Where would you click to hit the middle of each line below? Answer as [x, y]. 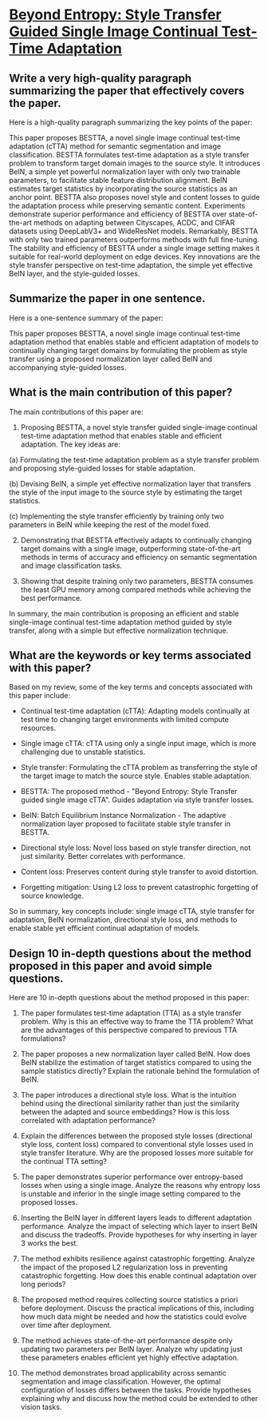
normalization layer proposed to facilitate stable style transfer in [125, 824]
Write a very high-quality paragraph [100, 78]
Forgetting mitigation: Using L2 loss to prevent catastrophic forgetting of [139, 888]
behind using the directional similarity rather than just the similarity [130, 1103]
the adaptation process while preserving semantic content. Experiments [127, 206]
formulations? [43, 1039]
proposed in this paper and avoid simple [110, 965]
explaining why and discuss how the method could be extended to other [139, 1399]
